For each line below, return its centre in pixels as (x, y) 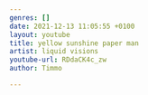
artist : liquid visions (54, 52)
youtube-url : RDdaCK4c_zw (58, 60)
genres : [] (30, 18)
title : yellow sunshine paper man (74, 43)
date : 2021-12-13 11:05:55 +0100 (72, 26)
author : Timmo (36, 69)
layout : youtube (40, 34)
